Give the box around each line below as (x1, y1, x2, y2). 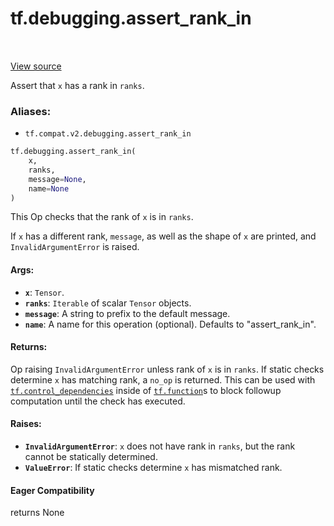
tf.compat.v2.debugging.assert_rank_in (24, 129, 192, 139)
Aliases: (10, 104, 52, 118)
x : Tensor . (24, 286, 65, 298)
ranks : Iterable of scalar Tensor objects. (24, 297, 192, 309)
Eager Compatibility (10, 484, 95, 496)
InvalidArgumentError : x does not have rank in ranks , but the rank (24, 440, 296, 452)
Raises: (10, 418, 42, 430)
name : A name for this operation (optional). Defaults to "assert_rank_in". (24, 318, 317, 330)
